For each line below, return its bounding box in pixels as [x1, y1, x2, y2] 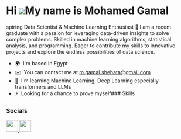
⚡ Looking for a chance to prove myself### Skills [14, 89, 135, 97]
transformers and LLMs [14, 83, 71, 90]
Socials [6, 106, 28, 114]
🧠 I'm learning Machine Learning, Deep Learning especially [14, 77, 159, 84]
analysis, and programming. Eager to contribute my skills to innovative [6, 42, 176, 49]
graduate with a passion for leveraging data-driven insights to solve [6, 29, 169, 36]
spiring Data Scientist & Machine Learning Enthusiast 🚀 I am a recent [6, 23, 172, 30]
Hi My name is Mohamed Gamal [6, 4, 169, 18]
